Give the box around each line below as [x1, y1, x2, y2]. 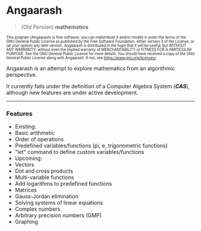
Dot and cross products [14, 168, 74, 175]
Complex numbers [14, 205, 61, 212]
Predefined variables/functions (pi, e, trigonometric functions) [14, 142, 168, 149]
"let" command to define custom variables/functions [14, 149, 145, 156]
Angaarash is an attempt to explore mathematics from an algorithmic [6, 64, 175, 72]
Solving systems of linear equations [14, 199, 103, 207]
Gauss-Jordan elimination [14, 193, 79, 200]
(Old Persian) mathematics [20, 23, 89, 30]
